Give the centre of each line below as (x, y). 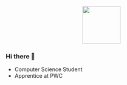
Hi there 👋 (21, 56)
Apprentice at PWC (39, 76)
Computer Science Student (48, 69)
